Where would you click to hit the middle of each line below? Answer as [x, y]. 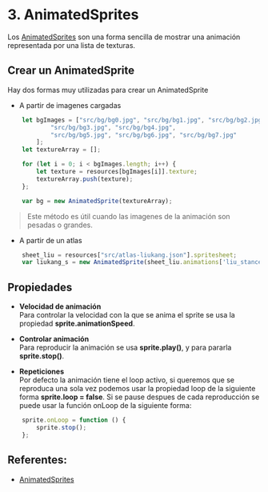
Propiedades [40, 287]
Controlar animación [54, 339]
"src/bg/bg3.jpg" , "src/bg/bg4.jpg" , [113, 127]
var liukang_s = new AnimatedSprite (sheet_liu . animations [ [122, 262]
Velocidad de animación [60, 306]
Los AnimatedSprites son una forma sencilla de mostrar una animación [124, 37]
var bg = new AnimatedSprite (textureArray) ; [97, 201]
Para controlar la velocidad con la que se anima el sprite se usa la [127, 315]
